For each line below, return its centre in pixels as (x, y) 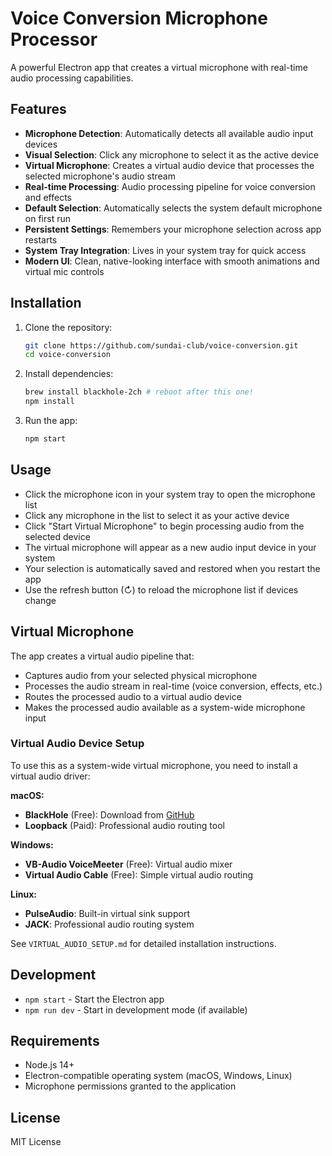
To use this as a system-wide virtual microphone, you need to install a (154, 765)
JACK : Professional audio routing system (109, 924)
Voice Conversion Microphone (139, 18)
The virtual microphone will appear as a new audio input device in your (170, 547)
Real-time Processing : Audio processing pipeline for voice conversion (170, 186)
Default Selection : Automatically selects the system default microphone (173, 208)
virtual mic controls (64, 271)
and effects (48, 197)
